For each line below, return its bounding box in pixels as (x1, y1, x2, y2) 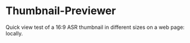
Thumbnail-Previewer (5, 4, 116, 18)
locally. (5, 29, 23, 37)
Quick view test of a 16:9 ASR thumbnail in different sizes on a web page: (5, 24, 185, 31)
